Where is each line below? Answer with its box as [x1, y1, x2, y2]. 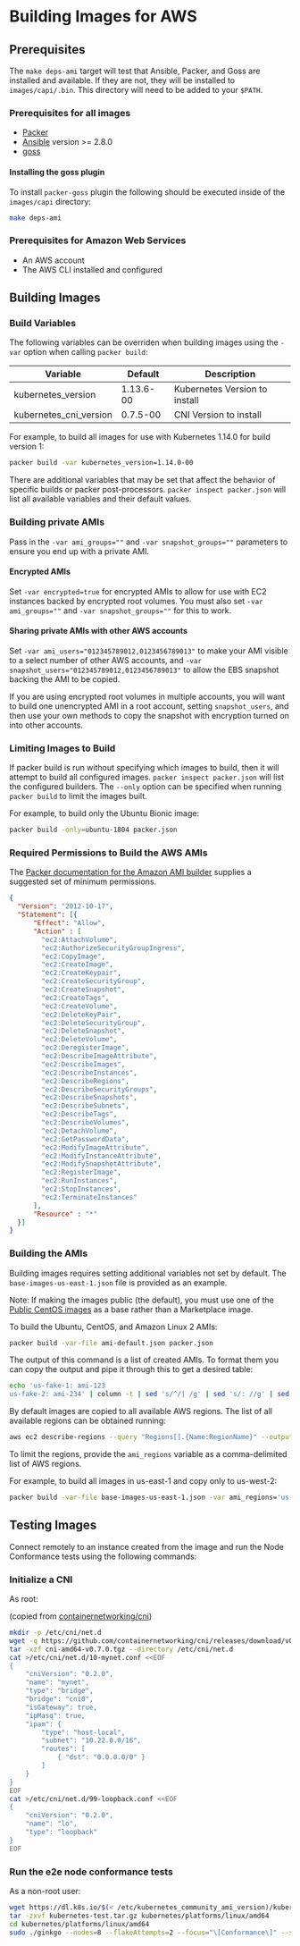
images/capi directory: [9, 196, 92, 206]
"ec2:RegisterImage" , [41, 1168, 122, 1177]
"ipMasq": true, [25, 1711, 87, 1720]
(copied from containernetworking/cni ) [9, 1611, 153, 1622]
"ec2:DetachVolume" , [41, 1126, 118, 1135]
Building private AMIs [9, 516, 105, 528]
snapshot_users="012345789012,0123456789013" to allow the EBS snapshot [9, 664, 279, 675]
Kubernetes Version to [173, 383, 268, 395]
